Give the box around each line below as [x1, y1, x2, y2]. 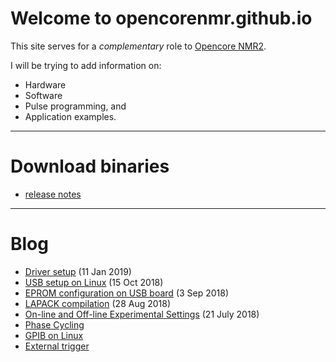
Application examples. [24, 110, 117, 122]
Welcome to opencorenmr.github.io [10, 7, 313, 30]
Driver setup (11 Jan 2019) [24, 265, 132, 277]
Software [24, 89, 63, 101]
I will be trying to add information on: [10, 59, 162, 71]
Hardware [24, 78, 67, 91]
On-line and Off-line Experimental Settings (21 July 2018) [24, 308, 260, 320]
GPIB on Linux [24, 329, 84, 341]
